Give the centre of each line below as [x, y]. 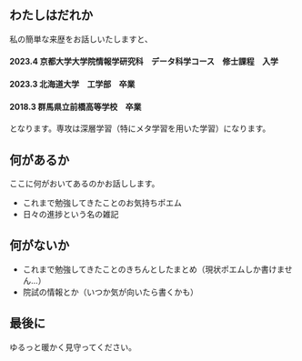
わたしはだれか [51, 15]
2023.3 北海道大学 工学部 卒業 [72, 84]
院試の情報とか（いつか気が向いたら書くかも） [110, 292]
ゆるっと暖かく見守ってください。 [73, 346]
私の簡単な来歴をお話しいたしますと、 [81, 39]
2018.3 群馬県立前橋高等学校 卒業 [75, 106]
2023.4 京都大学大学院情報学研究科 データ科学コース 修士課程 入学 [144, 62]
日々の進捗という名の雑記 [70, 215]
